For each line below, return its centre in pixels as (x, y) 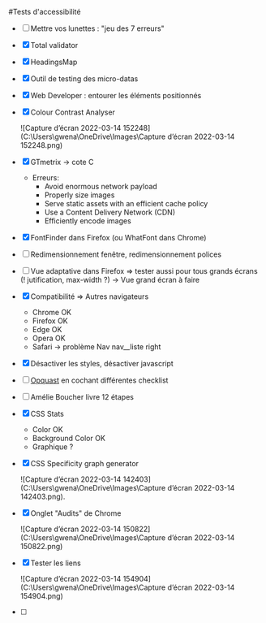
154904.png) (41, 596)
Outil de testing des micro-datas (84, 79)
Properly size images (79, 195)
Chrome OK (52, 312)
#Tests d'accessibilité (45, 12)
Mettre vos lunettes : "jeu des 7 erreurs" (97, 28)
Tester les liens (56, 563)
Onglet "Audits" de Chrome (76, 513)
